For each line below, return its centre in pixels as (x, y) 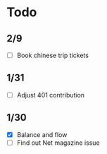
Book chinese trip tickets (53, 55)
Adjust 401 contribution (51, 95)
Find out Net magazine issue (58, 143)
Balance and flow (42, 134)
